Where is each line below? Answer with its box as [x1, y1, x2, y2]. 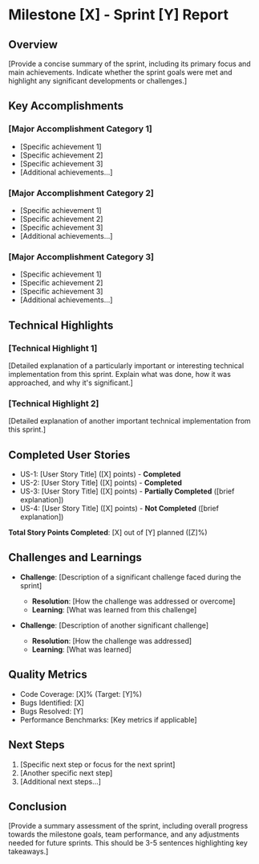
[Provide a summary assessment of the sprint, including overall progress [8, 821, 249, 831]
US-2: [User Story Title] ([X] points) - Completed [19, 478, 183, 488]
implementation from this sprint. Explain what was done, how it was [8, 369, 231, 379]
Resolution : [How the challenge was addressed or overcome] [31, 596, 236, 606]
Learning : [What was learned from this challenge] [31, 604, 197, 614]
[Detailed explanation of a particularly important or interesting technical [8, 360, 245, 371]
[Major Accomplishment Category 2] [8, 187, 154, 199]
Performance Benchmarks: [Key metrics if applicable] [19, 715, 198, 724]
